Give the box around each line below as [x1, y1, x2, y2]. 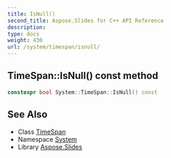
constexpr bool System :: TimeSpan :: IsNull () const [7, 88, 158, 96]
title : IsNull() [7, 10, 56, 18]
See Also [7, 108, 48, 121]
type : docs [7, 30, 40, 38]
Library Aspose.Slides [17, 142, 83, 151]
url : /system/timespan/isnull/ [7, 43, 100, 51]
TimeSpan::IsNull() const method [7, 70, 159, 82]
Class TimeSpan [17, 127, 66, 136]
